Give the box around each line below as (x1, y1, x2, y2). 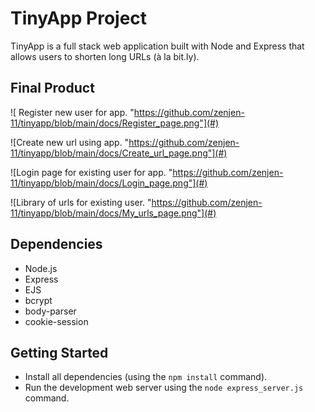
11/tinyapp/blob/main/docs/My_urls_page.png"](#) (10, 207, 217, 219)
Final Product (10, 80, 95, 97)
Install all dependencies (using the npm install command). (24, 371, 268, 383)
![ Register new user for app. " (10, 106, 135, 118)
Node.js (24, 262, 58, 274)
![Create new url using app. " (10, 136, 130, 148)
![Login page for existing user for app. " (10, 166, 173, 178)
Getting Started (10, 344, 109, 361)
